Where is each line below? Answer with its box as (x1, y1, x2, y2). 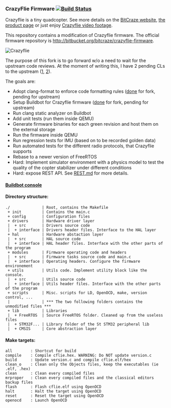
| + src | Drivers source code (7, 223, 90, 228)
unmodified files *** (5, 304, 52, 309)
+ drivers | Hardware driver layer (7, 219, 95, 224)
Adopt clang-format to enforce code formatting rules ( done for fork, (12, 88, 156, 94)
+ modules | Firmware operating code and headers (7, 250, 127, 255)
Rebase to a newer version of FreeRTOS (12, 154, 97, 160)
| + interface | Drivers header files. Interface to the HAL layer (7, 227, 157, 233)
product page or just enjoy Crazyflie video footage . (5, 22, 113, 28)
